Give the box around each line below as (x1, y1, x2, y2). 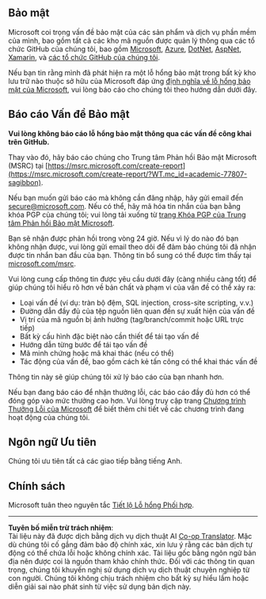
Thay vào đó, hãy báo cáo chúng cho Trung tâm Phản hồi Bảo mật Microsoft (8, 152, 257, 161)
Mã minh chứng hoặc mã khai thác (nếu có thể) (19, 348, 174, 358)
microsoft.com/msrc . (8, 259, 77, 268)
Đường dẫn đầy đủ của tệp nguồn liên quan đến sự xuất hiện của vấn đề (19, 306, 255, 316)
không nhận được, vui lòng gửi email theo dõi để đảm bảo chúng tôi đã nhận (8, 241, 256, 252)
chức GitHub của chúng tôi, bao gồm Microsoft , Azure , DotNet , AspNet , (8, 44, 241, 54)
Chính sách (8, 479, 66, 493)
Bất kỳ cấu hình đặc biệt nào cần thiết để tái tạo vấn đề (19, 332, 199, 341)
